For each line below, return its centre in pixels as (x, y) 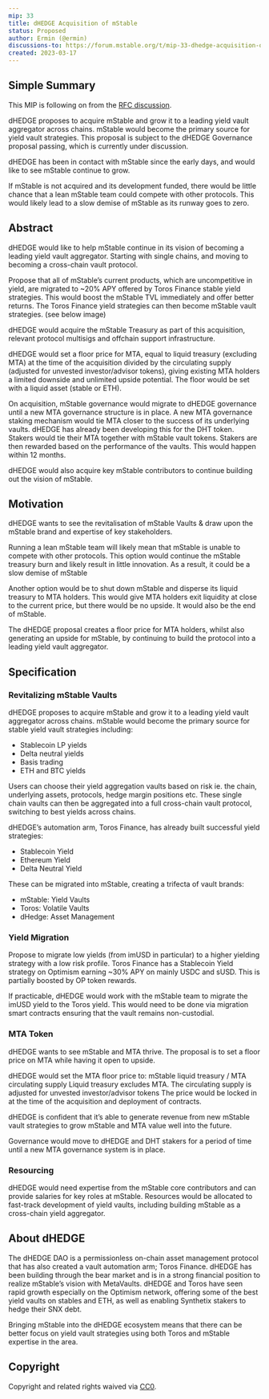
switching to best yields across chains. (72, 812)
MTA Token (31, 1034)
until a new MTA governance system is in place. (87, 1149)
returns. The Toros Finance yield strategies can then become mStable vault (132, 305)
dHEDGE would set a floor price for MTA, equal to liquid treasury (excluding (133, 353)
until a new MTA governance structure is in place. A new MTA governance (130, 412)
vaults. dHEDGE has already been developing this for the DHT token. (121, 429)
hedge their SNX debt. (45, 1309)
